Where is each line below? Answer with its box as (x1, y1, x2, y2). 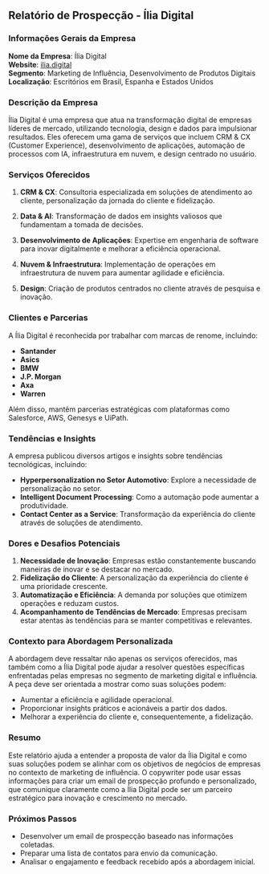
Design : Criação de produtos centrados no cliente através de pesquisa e (19, 283, 261, 294)
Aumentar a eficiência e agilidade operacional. (19, 695, 174, 705)
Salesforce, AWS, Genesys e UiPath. (8, 413, 128, 422)
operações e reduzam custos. (19, 599, 119, 608)
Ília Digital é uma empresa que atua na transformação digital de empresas (8, 115, 252, 124)
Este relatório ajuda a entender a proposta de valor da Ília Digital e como (8, 750, 247, 760)
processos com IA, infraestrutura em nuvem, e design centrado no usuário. (8, 148, 257, 158)
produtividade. (19, 500, 69, 510)
